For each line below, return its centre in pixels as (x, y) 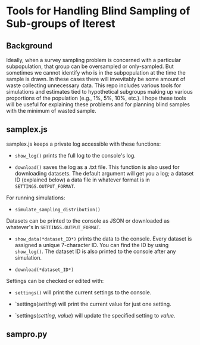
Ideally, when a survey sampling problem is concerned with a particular (94, 60)
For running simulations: (36, 198)
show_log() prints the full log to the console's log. (75, 155)
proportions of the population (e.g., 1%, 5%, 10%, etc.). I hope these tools (96, 98)
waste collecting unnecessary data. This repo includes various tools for (94, 85)
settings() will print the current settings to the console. (83, 292)
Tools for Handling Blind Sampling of (98, 11)
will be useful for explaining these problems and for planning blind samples (98, 104)
